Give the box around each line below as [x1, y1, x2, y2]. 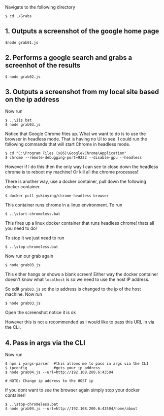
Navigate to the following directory [5, 4, 75, 10]
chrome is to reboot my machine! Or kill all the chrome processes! [5, 169, 139, 175]
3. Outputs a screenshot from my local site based [5, 88, 159, 96]
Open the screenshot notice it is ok [5, 310, 76, 315]
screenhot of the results [5, 61, 81, 69]
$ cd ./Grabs [5, 14, 32, 19]
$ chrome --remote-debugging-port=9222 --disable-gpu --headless [5, 155, 142, 160]
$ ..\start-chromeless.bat [5, 211, 61, 216]
